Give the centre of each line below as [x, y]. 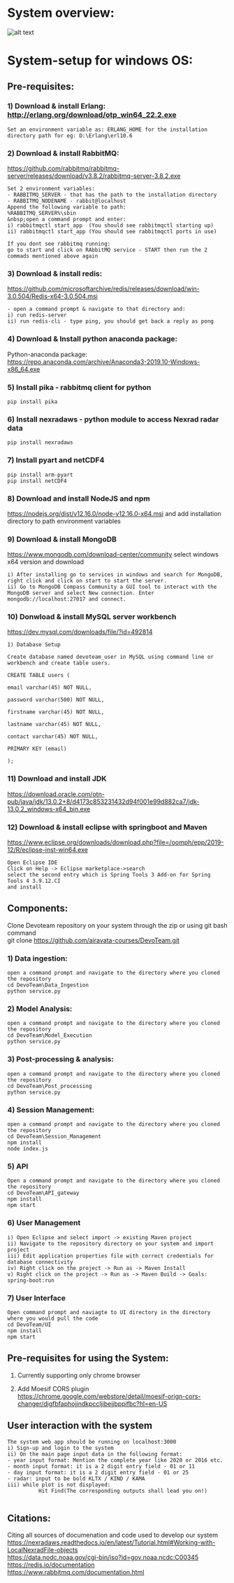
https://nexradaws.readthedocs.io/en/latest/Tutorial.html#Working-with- [111, 1542]
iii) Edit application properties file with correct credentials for [111, 1256]
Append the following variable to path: [67, 207]
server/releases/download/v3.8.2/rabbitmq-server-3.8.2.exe [94, 176]
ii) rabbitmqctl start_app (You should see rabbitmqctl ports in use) [112, 232]
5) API [18, 1166]
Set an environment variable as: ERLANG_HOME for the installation [108, 130]
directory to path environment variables [64, 521]
